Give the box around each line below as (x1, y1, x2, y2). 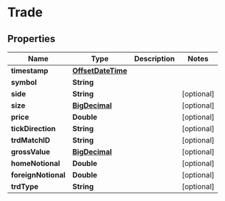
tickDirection (11, 124, 56, 133)
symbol (11, 78, 37, 87)
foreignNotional (11, 170, 66, 180)
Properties (7, 33, 56, 45)
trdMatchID (11, 135, 51, 145)
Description (134, 54, 175, 63)
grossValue (11, 147, 51, 157)
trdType (11, 182, 39, 191)
